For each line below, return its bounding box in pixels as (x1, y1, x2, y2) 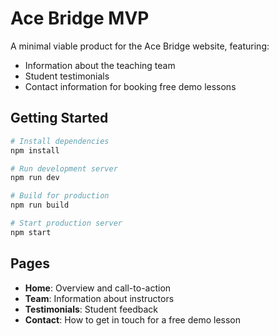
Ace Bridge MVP (10, 7, 150, 30)
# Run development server (10, 163, 118, 174)
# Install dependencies (10, 136, 110, 146)
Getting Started (10, 110, 109, 127)
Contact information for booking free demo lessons (24, 80, 237, 92)
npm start (10, 227, 52, 237)
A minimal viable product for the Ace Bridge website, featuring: (10, 40, 270, 52)
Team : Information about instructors (24, 292, 175, 304)
